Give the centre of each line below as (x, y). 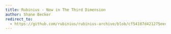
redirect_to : (19, 19)
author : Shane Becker (28, 14)
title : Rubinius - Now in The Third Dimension (55, 10)
